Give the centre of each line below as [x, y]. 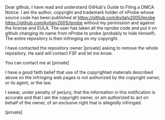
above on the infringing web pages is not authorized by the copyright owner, [83, 77]
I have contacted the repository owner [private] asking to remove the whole [82, 48]
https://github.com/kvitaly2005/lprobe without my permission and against [80, 23]
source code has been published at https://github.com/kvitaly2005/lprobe [80, 17]
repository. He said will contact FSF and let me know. [59, 53]
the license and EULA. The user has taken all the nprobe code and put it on [81, 28]
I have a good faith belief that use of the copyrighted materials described [79, 72]
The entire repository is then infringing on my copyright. [62, 38]
